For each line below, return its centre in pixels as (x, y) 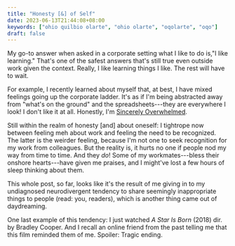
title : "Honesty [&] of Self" (52, 14)
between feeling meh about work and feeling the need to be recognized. (112, 133)
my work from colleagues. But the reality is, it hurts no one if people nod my (117, 148)
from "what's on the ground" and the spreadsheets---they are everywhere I (117, 104)
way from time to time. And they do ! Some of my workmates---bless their (113, 155)
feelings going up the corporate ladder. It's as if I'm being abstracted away (115, 97)
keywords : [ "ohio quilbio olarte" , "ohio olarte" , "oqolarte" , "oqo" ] (113, 27)
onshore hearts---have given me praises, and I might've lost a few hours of (116, 163)
